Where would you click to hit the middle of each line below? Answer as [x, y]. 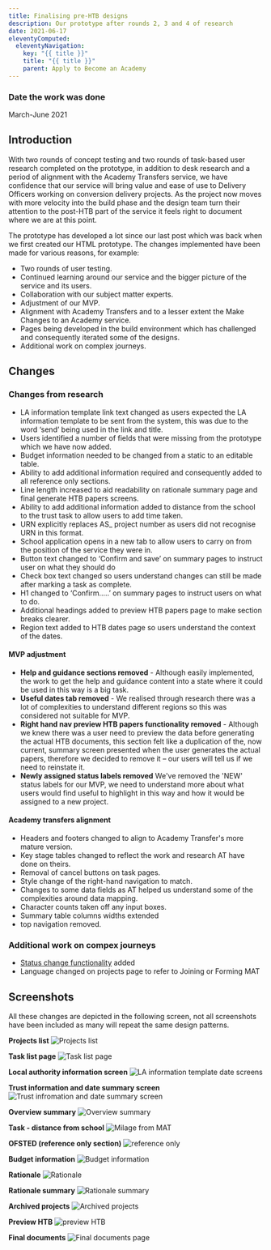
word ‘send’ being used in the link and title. [91, 429]
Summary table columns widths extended [89, 915]
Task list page [32, 1056]
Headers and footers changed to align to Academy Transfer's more [132, 838]
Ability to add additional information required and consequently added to [141, 472]
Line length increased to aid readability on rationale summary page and [139, 489]
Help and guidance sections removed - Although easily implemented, [137, 672]
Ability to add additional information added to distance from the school [138, 506]
